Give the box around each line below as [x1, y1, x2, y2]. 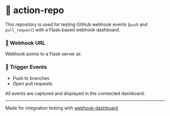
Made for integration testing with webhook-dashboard [5, 105, 118, 111]
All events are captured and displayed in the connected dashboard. [5, 90, 145, 96]
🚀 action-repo [5, 5, 64, 16]
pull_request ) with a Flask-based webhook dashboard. [5, 26, 120, 32]
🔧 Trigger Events [5, 63, 47, 70]
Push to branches [12, 75, 50, 81]
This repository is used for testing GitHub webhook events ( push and [5, 21, 148, 27]
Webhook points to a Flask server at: [5, 51, 82, 57]
